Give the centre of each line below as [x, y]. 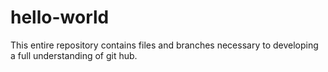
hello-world [60, 17]
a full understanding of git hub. [74, 55]
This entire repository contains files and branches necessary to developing [164, 45]
